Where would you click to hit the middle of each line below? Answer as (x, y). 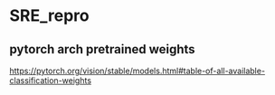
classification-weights (51, 81)
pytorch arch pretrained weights (103, 49)
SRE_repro (49, 16)
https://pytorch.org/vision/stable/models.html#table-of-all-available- (137, 71)
